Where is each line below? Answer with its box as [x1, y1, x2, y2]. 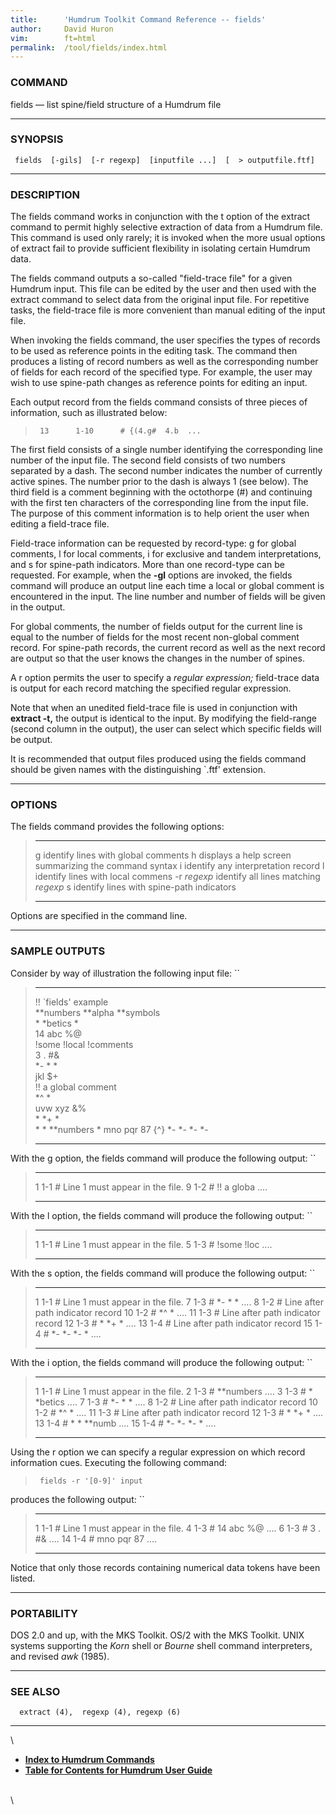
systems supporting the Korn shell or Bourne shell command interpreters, [10, 1640, 313, 1652]
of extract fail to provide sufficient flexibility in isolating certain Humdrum [10, 242, 311, 255]
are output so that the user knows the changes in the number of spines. [10, 652, 305, 665]
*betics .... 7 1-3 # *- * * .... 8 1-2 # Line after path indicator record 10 [34, 1396, 318, 1408]
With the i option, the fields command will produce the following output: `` [10, 1356, 313, 1368]
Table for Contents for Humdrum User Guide [24, 1764, 213, 1776]
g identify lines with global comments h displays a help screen [34, 849, 292, 861]
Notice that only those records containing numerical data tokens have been [10, 1561, 321, 1573]
